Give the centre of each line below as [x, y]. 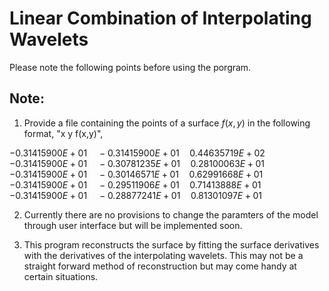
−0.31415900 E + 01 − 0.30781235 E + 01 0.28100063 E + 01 [137, 163]
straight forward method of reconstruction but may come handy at [160, 266]
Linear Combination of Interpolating [160, 18]
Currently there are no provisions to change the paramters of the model [171, 214]
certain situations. [61, 276]
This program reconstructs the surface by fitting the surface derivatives [171, 244]
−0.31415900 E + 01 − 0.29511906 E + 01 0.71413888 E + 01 [135, 184]
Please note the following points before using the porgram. [130, 67]
